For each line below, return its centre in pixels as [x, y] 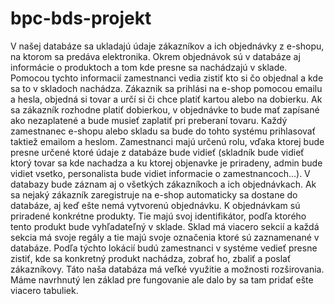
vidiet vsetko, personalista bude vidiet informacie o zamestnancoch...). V [160, 173]
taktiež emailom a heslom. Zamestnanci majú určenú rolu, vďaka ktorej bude [167, 141]
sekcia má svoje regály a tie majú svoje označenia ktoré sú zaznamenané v [165, 237]
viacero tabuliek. [44, 290]
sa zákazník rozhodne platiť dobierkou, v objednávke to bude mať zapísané [165, 109]
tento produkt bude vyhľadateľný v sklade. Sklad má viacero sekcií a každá [165, 226]
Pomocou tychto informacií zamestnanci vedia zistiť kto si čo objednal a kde [167, 78]
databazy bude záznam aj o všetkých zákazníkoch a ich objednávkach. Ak [163, 184]
